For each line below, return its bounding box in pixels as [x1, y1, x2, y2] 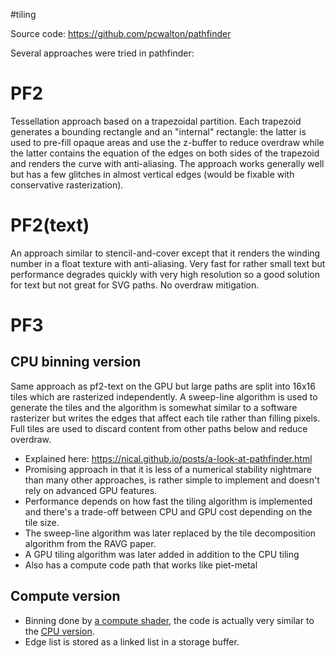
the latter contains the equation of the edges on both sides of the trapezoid [10, 147, 320, 159]
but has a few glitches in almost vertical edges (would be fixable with [10, 168, 295, 180]
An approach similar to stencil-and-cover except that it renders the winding [10, 247, 321, 259]
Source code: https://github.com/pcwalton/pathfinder [10, 28, 232, 39]
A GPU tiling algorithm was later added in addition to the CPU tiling [24, 548, 300, 560]
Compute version [10, 588, 121, 605]
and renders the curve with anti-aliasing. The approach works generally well [10, 157, 325, 169]
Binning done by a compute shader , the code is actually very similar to [24, 614, 315, 626]
